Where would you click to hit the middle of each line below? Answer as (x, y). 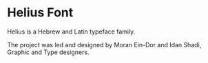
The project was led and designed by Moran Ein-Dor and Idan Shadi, (104, 45)
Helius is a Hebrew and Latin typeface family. (71, 32)
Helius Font (40, 13)
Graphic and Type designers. (48, 52)
